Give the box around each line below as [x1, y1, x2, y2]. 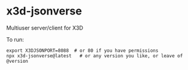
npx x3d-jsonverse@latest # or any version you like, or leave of [6, 52, 183, 59]
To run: [6, 36, 24, 43]
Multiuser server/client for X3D [6, 24, 84, 31]
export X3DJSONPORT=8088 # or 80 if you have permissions [6, 47, 159, 54]
